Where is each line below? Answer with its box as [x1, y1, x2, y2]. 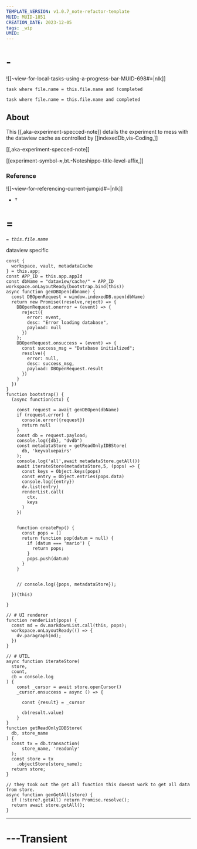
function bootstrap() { [6, 391, 64, 398]
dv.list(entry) [21, 484, 59, 490]
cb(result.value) [21, 710, 64, 716]
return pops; [32, 546, 64, 552]
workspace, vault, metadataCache [11, 263, 93, 269]
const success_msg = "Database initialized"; [21, 346, 135, 351]
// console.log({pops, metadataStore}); [16, 581, 117, 587]
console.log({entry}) [21, 479, 75, 485]
